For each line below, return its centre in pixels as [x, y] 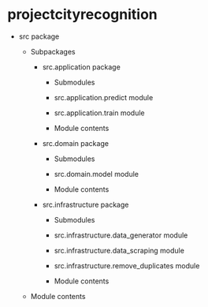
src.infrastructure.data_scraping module [119, 250]
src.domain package [76, 143]
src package [39, 36]
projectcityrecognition [83, 15]
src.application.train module [99, 113]
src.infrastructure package [85, 204]
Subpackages [53, 51]
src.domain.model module [97, 174]
